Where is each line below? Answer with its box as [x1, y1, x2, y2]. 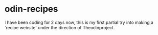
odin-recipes [4, 3, 58, 15]
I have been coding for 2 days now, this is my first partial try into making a [4, 19, 154, 25]
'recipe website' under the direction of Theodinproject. [4, 24, 115, 30]
